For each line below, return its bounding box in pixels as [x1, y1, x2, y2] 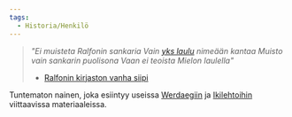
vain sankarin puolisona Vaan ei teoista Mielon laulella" [30, 55, 234, 66]
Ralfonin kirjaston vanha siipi [43, 72, 149, 82]
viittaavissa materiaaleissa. [9, 98, 108, 109]
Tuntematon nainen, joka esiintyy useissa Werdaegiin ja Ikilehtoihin [9, 90, 253, 100]
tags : [9, 12, 29, 22]
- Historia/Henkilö [17, 21, 89, 30]
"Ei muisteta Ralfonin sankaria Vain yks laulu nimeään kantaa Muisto [30, 45, 283, 56]
